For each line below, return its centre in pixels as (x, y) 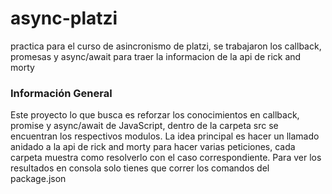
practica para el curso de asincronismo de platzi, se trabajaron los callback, (166, 46)
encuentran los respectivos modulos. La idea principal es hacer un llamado (165, 136)
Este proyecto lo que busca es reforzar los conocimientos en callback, (155, 115)
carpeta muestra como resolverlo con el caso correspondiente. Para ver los (166, 158)
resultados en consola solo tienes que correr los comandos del (140, 168)
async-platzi (64, 18)
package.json (38, 179)
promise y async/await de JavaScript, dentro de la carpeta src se (144, 126)
